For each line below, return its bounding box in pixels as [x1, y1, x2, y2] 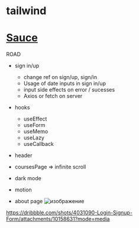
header [14, 152, 33, 159]
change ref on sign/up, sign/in [23, 74, 98, 81]
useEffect [23, 115, 47, 122]
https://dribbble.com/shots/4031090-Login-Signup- [6, 209, 133, 216]
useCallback [23, 141, 54, 148]
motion [14, 186, 33, 193]
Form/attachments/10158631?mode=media [6, 216, 110, 223]
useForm [23, 122, 46, 129]
